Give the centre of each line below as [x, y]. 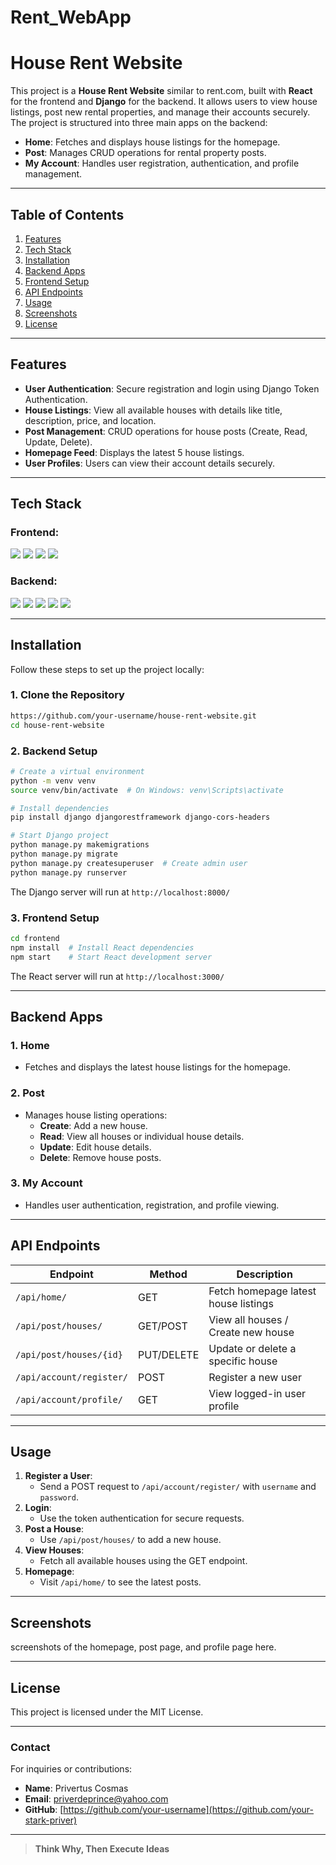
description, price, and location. [90, 420]
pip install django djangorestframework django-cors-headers [140, 817]
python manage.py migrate [64, 854]
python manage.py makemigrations [80, 845]
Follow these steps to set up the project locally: [107, 669]
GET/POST [163, 1326]
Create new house [251, 1332]
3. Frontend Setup [55, 918]
